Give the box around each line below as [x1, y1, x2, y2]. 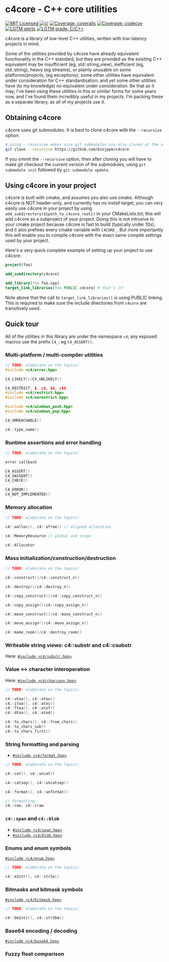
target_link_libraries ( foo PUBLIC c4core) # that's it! [5, 285, 125, 290]
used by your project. [5, 237, 50, 243]
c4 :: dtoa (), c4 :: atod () [5, 711, 55, 716]
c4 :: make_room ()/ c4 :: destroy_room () [5, 630, 82, 635]
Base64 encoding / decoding [5, 927, 77, 934]
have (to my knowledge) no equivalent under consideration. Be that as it [5, 82, 154, 89]
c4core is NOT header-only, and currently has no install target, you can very [5, 200, 163, 206]
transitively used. [5, 305, 41, 311]
